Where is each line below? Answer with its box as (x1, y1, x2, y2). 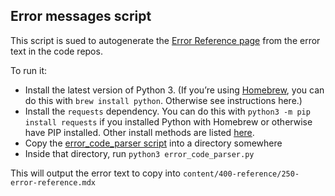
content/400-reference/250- (182, 169, 300, 179)
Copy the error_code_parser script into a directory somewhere (24, 137, 283, 149)
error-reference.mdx (10, 177, 97, 188)
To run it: (10, 64, 48, 76)
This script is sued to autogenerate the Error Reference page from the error (10, 34, 321, 46)
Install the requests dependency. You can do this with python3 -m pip (24, 105, 311, 117)
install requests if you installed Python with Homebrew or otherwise (24, 115, 313, 128)
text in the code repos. (10, 45, 103, 57)
